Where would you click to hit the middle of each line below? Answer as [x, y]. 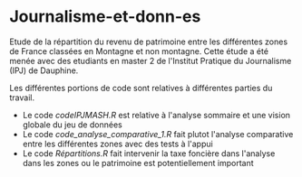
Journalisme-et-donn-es [105, 17]
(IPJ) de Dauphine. [44, 70]
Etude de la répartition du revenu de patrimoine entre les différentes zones [149, 42]
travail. [22, 98]
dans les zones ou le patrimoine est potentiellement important [138, 163]
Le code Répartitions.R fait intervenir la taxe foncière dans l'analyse [149, 153]
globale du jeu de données [72, 125]
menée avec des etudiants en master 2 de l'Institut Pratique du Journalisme [151, 61]
